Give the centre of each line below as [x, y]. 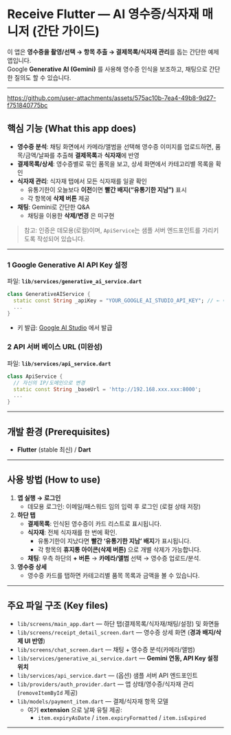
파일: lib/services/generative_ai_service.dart [75, 281]
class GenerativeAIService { [49, 294]
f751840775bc [27, 105]
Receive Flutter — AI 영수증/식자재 [103, 14]
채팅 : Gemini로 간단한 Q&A [54, 207]
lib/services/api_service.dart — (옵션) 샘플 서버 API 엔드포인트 [107, 675]
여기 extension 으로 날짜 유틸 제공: [75, 709]
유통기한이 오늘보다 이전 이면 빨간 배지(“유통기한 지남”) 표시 [107, 190]
